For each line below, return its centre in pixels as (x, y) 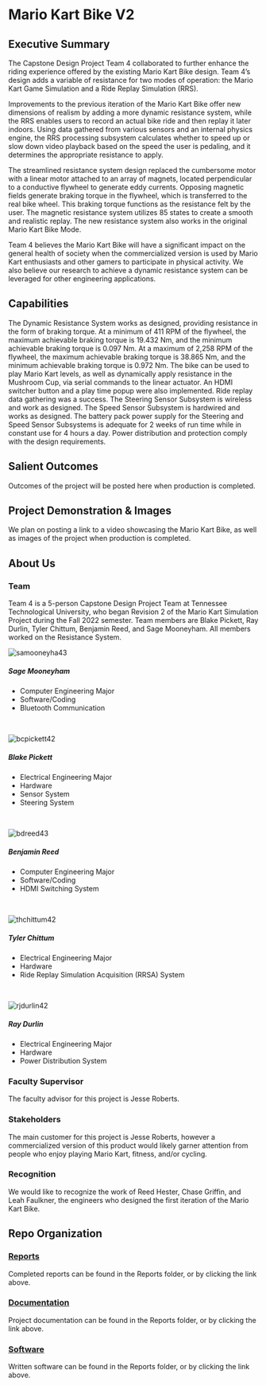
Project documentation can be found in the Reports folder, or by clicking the (132, 1320)
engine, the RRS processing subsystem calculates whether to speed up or (129, 138)
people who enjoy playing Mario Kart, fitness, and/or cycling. (108, 1153)
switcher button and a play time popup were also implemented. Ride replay (131, 390)
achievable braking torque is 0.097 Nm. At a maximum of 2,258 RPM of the (131, 348)
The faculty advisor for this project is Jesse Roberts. (94, 1099)
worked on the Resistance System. (65, 637)
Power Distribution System (63, 1060)
